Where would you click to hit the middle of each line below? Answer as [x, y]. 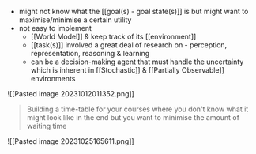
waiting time [47, 126]
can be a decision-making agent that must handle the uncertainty [137, 62]
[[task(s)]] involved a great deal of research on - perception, [129, 45]
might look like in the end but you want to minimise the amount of [133, 117]
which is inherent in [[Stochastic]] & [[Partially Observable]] [127, 70]
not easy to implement [55, 28]
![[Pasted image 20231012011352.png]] [71, 94]
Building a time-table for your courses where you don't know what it [137, 109]
